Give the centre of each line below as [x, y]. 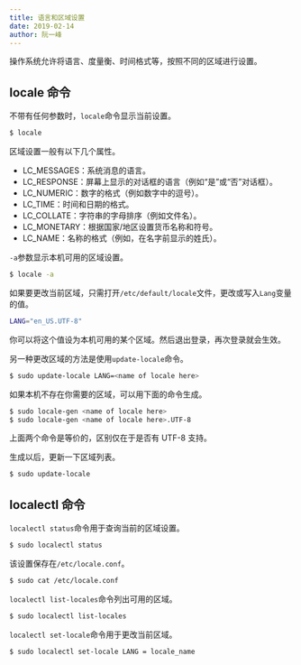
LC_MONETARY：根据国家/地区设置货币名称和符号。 [120, 227]
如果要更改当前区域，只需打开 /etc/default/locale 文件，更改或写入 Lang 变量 [150, 292]
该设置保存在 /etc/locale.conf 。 [69, 563]
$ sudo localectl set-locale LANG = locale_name [102, 651]
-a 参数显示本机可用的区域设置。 [69, 257]
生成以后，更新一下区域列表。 [64, 457]
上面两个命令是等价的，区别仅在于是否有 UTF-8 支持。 [110, 438]
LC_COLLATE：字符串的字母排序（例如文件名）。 [112, 216]
